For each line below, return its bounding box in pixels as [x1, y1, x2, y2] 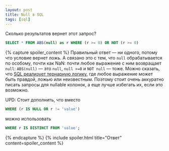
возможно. [5, 87, 29, 93]
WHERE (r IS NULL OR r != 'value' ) [5, 107, 80, 112]
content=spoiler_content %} [5, 140, 64, 146]
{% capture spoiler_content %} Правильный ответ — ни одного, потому [5, 49, 158, 56]
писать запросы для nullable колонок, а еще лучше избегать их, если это [5, 82, 163, 88]
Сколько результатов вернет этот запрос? [5, 31, 97, 37]
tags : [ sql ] [5, 17, 30, 22]
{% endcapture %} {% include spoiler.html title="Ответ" [5, 135, 122, 140]
